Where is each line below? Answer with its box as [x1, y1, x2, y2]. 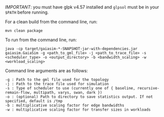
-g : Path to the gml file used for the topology [5, 77, 109, 82]
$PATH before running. [5, 9, 49, 15]
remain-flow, [5, 90, 32, 95]
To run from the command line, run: [5, 37, 77, 43]
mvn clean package [5, 28, 43, 33]
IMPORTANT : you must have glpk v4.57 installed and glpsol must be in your [5, 4, 159, 10]
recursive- [137, 86, 160, 91]
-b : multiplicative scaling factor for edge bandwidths [5, 103, 125, 108]
